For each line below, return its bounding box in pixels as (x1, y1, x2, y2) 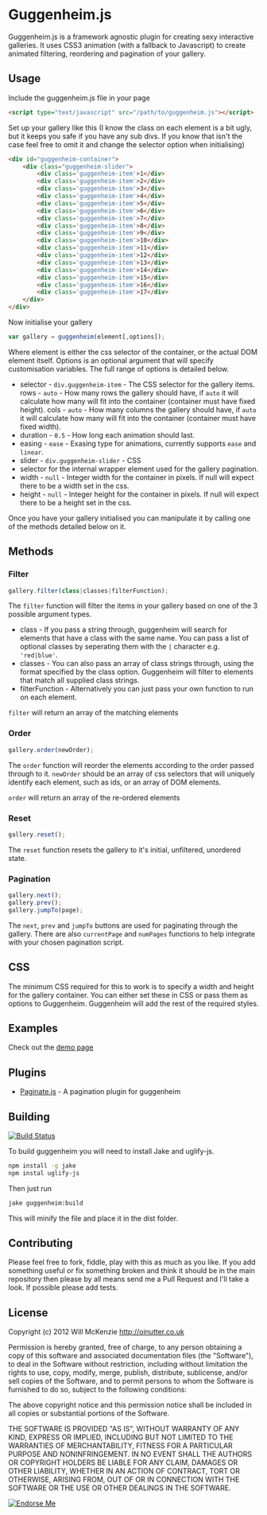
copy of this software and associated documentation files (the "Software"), (8, 1351, 254, 1361)
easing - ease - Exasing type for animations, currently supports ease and (19, 438, 257, 448)
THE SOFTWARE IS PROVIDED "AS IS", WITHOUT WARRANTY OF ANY (8, 1424, 240, 1434)
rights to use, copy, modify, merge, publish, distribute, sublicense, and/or (8, 1368, 248, 1377)
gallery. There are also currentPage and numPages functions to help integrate (8, 929, 256, 938)
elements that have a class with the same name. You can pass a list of (19, 633, 249, 643)
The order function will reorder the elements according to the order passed (8, 760, 254, 769)
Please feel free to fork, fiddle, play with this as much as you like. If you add (8, 1257, 256, 1267)
